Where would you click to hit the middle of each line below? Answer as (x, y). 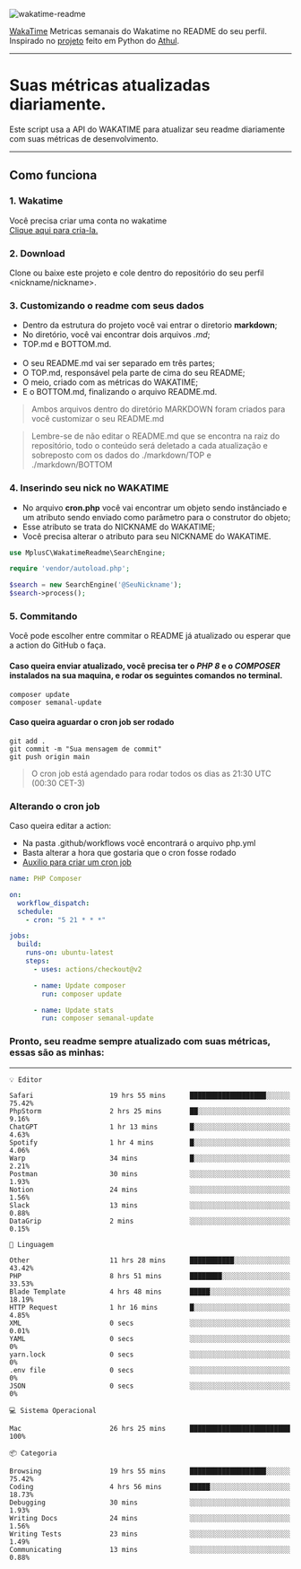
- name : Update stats (73, 1010)
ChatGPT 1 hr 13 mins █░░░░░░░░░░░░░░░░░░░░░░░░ (150, 1127)
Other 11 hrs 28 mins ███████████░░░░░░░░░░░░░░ (150, 1260)
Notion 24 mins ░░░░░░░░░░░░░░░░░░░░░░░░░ (150, 1190)
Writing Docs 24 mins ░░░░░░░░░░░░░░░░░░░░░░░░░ (150, 1518)
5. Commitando (43, 616)
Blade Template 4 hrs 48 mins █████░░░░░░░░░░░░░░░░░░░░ (150, 1292)
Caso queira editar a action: (60, 826)
